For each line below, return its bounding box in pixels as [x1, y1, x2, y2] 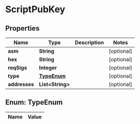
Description [75, 39, 104, 46]
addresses [8, 81, 34, 88]
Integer [39, 64, 57, 71]
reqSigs [8, 64, 27, 71]
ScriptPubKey [5, 4, 65, 15]
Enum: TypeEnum [5, 98, 63, 107]
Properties [5, 24, 40, 33]
